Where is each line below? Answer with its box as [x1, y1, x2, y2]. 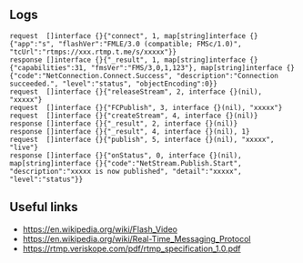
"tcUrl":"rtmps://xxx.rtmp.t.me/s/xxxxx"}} [9, 47, 177, 56]
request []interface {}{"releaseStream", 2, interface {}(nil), [9, 86, 262, 96]
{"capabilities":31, [9, 63, 88, 72]
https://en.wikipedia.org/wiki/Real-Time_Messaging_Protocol [22, 233, 251, 244]
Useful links [9, 199, 79, 215]
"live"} [9, 143, 39, 152]
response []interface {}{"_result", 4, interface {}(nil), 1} [9, 126, 250, 136]
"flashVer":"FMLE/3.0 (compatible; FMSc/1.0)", [57, 39, 243, 48]
